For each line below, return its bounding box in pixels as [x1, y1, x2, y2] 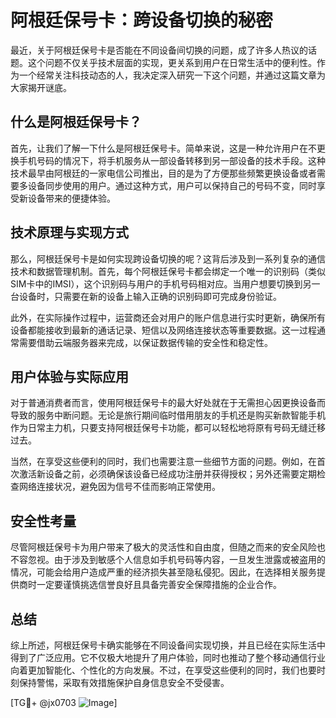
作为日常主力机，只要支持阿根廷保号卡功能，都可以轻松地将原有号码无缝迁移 [10, 422, 326, 434]
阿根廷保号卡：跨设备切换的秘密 [10, 9, 274, 32]
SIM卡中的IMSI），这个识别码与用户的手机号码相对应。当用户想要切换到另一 [10, 277, 321, 290]
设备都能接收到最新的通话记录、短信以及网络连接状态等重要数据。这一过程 [10, 324, 317, 336]
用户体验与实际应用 [10, 368, 129, 385]
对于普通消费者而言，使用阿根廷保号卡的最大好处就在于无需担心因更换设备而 [10, 397, 326, 409]
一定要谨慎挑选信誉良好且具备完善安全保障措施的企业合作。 [36, 579, 282, 591]
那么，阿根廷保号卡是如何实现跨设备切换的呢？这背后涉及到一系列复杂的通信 [10, 252, 326, 265]
